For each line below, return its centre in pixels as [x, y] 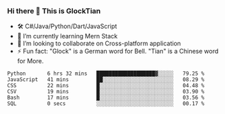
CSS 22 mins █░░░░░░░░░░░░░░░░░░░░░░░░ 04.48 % [106, 86]
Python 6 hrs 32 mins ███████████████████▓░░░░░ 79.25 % [106, 74]
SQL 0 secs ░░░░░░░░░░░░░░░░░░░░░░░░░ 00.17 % [106, 104]
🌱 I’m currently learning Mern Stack [67, 36]
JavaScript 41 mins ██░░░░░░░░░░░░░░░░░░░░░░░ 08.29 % [106, 80]
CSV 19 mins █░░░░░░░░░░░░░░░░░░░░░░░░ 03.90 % [106, 92]
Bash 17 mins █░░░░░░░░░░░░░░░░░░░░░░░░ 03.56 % [106, 98]
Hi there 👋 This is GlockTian [54, 11]
